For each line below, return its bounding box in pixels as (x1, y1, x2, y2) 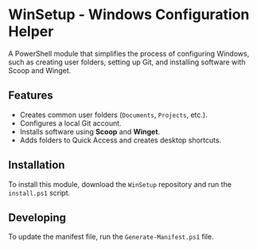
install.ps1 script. (8, 188, 71, 197)
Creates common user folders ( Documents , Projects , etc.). (19, 110, 208, 119)
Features (8, 89, 53, 103)
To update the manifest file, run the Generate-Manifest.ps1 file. (8, 232, 214, 242)
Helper (8, 22, 54, 41)
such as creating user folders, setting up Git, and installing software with (8, 57, 246, 67)
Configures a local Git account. (19, 118, 122, 128)
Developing (8, 211, 66, 224)
